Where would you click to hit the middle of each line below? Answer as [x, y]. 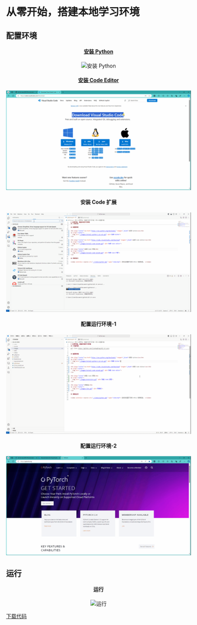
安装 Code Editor [98, 80]
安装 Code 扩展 [98, 202]
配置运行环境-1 [98, 324]
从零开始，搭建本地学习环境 [73, 12]
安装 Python [98, 52]
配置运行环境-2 [98, 446]
